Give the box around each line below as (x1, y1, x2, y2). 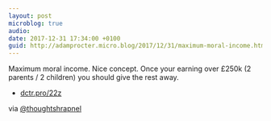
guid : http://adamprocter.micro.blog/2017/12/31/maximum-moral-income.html (8, 42, 269, 50)
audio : (8, 27, 31, 35)
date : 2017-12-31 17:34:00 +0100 (8, 34, 121, 43)
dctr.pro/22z (19, 88, 62, 98)
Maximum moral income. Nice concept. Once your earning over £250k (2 (8, 64, 252, 73)
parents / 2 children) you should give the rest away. (8, 73, 179, 82)
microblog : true (8, 19, 63, 27)
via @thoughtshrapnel (8, 104, 82, 114)
